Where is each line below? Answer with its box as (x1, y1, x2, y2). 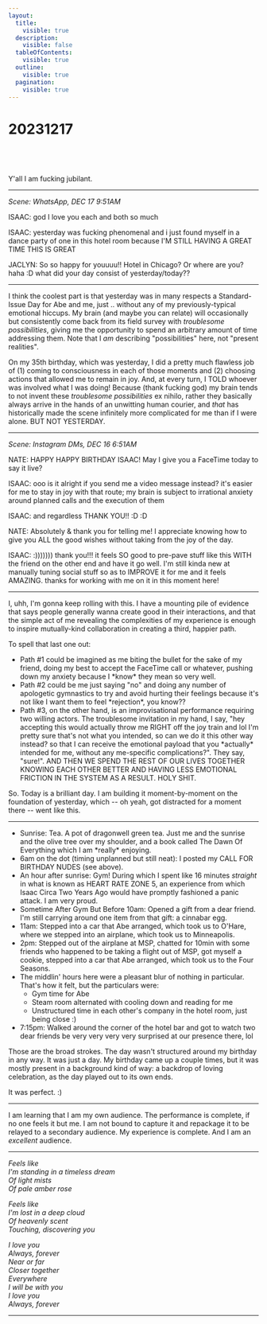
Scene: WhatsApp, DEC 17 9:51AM (8, 197, 121, 207)
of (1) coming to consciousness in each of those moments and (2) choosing (8, 366, 256, 376)
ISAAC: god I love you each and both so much (8, 212, 159, 222)
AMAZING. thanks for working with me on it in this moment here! (8, 576, 220, 586)
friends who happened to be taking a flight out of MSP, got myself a (19, 947, 242, 956)
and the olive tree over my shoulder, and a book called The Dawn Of (19, 837, 243, 847)
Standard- (218, 291, 252, 301)
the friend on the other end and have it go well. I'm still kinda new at (8, 559, 230, 569)
